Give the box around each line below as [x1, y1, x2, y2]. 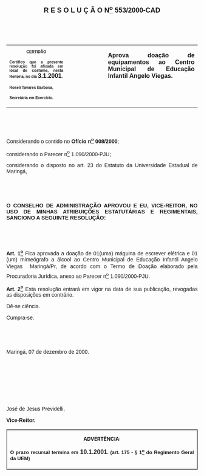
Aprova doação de [107, 52, 195, 59]
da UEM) [10, 455, 30, 461]
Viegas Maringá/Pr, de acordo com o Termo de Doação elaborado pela [6, 263, 198, 270]
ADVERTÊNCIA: [83, 435, 121, 443]
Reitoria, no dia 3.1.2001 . [9, 72, 63, 79]
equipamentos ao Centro [107, 58, 195, 66]
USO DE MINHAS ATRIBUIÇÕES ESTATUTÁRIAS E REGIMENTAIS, [6, 209, 198, 215]
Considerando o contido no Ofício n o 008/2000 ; [6, 137, 120, 145]
